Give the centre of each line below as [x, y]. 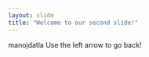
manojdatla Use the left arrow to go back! [75, 45]
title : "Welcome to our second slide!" [73, 23]
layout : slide [31, 15]
